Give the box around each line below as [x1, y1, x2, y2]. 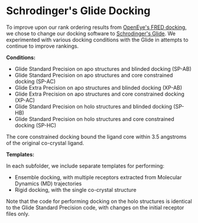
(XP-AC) [14, 96, 35, 104]
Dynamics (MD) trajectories [14, 180, 82, 187]
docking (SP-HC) [14, 122, 57, 129]
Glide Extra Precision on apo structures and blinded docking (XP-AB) [14, 84, 183, 91]
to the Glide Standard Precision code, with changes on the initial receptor [6, 204, 184, 211]
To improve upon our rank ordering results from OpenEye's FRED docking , [6, 24, 187, 31]
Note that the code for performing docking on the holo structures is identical [6, 198, 192, 205]
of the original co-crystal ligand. [6, 139, 85, 146]
